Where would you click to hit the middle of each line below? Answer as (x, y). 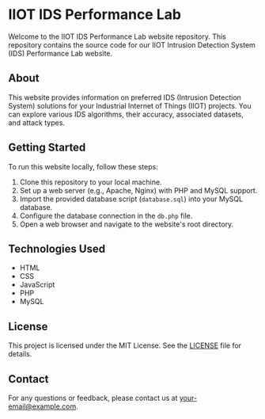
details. (20, 354)
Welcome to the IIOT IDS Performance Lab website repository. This (117, 36)
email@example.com (42, 406)
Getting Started (47, 148)
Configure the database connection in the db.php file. (106, 215)
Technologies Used (57, 248)
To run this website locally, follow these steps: (83, 166)
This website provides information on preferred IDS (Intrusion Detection (125, 97)
